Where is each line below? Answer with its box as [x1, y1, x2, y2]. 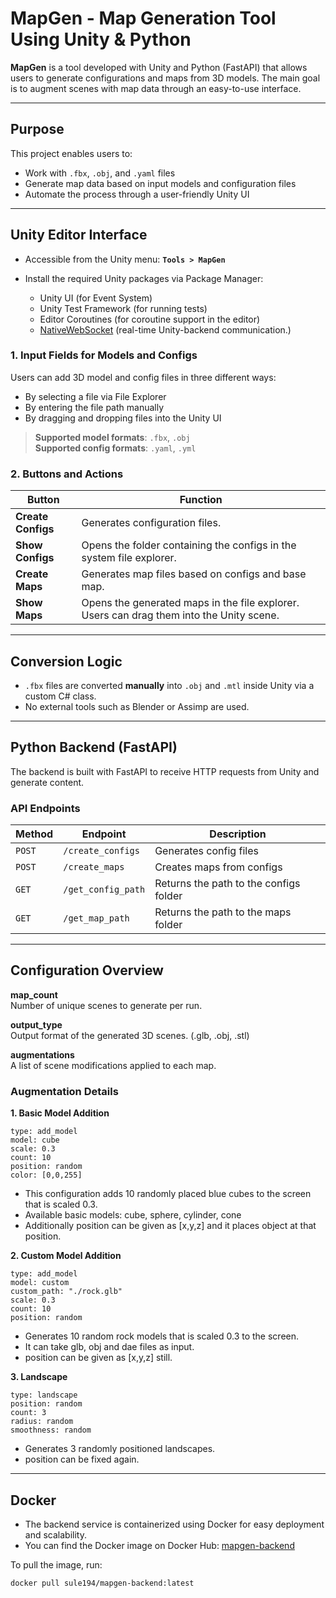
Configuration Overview [10, 962, 164, 979]
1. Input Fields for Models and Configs [10, 348, 198, 362]
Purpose [10, 121, 65, 138]
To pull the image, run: [10, 1559, 103, 1571]
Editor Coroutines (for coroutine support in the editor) [39, 313, 261, 325]
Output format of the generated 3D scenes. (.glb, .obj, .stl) [10, 1029, 250, 1041]
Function [179, 493, 223, 507]
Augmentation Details [10, 1084, 119, 1098]
